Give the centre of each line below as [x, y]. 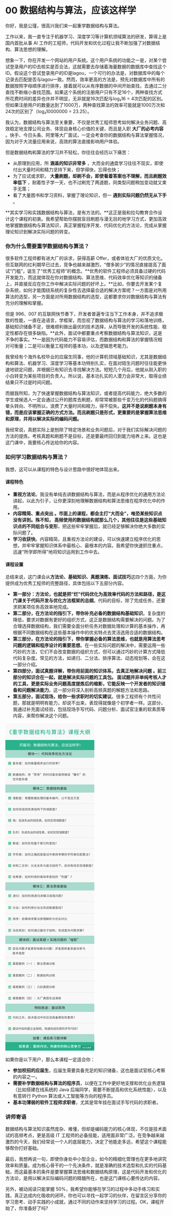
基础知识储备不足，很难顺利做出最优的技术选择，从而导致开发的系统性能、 [84, 327]
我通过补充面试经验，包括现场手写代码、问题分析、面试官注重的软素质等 [89, 709]
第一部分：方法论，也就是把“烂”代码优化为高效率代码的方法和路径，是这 [89, 594]
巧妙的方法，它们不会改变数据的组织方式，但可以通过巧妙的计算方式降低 [89, 652]
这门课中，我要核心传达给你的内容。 [44, 443]
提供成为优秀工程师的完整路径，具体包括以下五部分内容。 [66, 583]
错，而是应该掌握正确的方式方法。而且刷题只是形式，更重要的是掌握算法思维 [86, 412]
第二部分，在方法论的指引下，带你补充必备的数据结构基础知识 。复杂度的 [89, 613]
